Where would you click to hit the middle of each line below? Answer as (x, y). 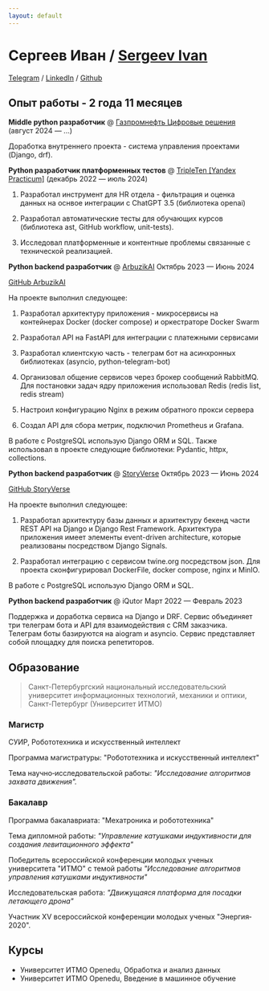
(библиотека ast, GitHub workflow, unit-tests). (97, 227)
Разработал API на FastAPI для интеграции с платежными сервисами (139, 337)
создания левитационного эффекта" (71, 844)
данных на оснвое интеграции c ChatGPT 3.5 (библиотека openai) (133, 203)
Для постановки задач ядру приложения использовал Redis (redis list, (141, 385)
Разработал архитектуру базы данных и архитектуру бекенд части (135, 520)
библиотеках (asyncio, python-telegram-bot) (95, 361)
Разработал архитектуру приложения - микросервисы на (119, 313)
